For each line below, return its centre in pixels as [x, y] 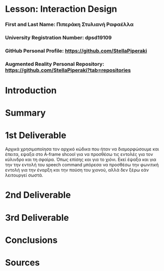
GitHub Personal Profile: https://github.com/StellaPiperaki [76, 51]
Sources [23, 262]
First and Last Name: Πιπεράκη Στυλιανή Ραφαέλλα [69, 25]
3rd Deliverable [37, 218]
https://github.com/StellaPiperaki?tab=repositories [68, 70]
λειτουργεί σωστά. [24, 175]
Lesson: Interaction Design [61, 9]
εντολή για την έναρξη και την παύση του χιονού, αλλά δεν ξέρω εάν [77, 170]
